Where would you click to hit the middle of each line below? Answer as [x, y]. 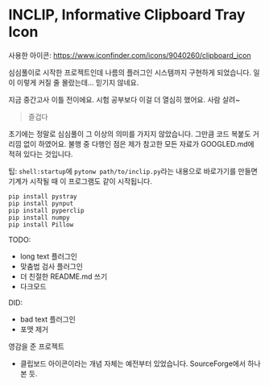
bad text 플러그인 [48, 319]
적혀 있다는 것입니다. [41, 154]
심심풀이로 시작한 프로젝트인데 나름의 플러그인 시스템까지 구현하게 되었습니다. [130, 72]
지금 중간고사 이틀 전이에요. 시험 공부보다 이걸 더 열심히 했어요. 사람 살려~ [124, 99]
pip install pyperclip [46, 210]
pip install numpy [39, 218]
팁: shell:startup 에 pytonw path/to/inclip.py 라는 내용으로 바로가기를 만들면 [133, 171]
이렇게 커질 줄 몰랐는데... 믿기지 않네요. [78, 82]
